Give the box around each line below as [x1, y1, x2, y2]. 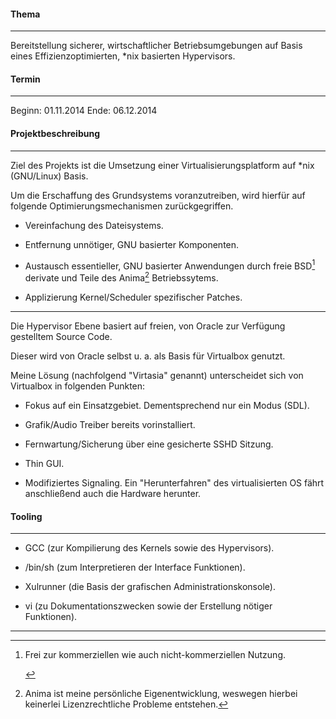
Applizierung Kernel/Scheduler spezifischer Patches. [24, 291, 243, 303]
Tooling [10, 510, 43, 522]
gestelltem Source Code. [10, 330, 113, 342]
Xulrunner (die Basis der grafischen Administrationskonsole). [24, 581, 276, 593]
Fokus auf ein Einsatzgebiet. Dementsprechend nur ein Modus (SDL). [24, 399, 310, 411]
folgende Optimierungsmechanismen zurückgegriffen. [10, 200, 234, 212]
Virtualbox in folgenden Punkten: [10, 380, 146, 392]
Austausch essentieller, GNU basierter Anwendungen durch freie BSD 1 [24, 258, 316, 272]
